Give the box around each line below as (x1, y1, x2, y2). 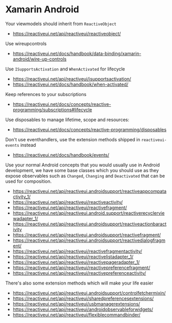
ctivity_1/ (12, 194, 31, 200)
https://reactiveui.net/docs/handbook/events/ (12, 151, 109, 158)
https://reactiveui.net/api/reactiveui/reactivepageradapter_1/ (12, 259, 140, 265)
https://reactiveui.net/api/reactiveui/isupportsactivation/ (12, 75, 131, 82)
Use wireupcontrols (5, 40, 47, 47)
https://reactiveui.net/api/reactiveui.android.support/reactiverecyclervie (12, 210, 165, 216)
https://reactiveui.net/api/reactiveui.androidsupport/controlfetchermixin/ (12, 290, 166, 296)
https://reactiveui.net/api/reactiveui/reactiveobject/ (12, 30, 121, 36)
